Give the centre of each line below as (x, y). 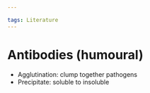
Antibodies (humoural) (75, 55)
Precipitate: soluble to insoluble (63, 82)
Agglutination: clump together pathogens (77, 74)
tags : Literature (33, 20)
